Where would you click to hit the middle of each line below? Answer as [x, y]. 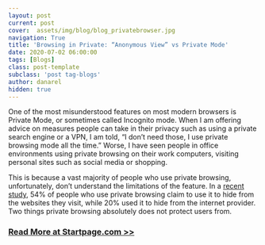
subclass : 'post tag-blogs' [55, 75]
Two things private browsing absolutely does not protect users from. [120, 212]
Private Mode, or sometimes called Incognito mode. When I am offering [125, 121]
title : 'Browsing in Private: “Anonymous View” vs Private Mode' [118, 45]
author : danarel [35, 82]
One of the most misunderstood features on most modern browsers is [122, 112]
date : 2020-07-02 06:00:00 [53, 52]
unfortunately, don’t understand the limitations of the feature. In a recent [126, 186]
